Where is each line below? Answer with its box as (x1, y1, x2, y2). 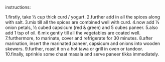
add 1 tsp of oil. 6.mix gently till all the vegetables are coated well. (5, 30, 141, 35)
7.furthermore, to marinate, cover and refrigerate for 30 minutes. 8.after (5, 35, 153, 41)
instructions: (5, 4, 31, 10)
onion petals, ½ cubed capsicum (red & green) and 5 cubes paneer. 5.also (5, 24, 158, 30)
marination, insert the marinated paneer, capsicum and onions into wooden (5, 40, 160, 46)
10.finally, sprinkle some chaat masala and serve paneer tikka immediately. (5, 51, 159, 57)
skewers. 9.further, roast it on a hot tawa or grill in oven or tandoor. (5, 46, 143, 51)
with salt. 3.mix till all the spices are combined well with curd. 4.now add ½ (5, 19, 159, 25)
